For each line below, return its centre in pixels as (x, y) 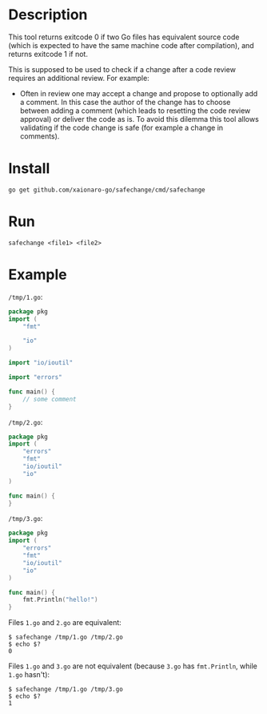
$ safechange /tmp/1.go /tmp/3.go (66, 690)
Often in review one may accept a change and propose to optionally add (139, 93)
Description (48, 15)
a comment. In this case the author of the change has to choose (125, 102)
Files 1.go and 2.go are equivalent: (65, 623)
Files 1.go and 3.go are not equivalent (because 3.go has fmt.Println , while (133, 666)
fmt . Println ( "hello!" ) (60, 600)
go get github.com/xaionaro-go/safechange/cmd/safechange (107, 190)
